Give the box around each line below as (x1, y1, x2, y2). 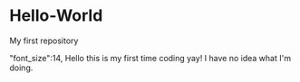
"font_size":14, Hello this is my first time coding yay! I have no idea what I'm (9, 52, 292, 63)
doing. (9, 62, 34, 73)
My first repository (9, 35, 79, 46)
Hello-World (9, 5, 103, 26)
